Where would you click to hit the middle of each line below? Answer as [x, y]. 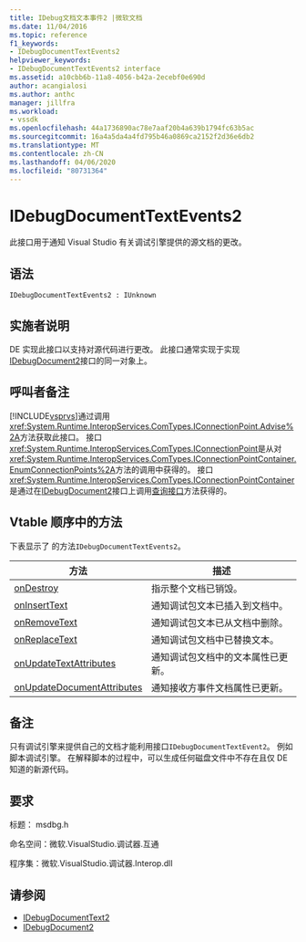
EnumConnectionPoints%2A [62, 469]
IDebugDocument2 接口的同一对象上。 [81, 361]
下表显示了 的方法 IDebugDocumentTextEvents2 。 [97, 546]
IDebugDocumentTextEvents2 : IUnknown [83, 296]
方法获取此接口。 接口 [61, 437]
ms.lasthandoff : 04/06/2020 [63, 162]
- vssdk [24, 120]
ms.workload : [34, 111]
